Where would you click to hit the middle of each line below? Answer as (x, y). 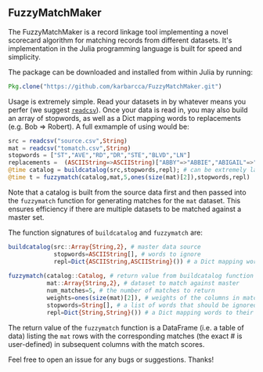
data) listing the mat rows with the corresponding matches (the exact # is (125, 336)
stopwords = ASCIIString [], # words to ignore (127, 254)
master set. (26, 217)
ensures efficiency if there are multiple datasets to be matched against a (125, 209)
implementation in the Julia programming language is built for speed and (125, 48)
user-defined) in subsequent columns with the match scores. (106, 344)
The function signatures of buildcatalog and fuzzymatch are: (106, 232)
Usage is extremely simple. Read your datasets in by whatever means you (127, 101)
